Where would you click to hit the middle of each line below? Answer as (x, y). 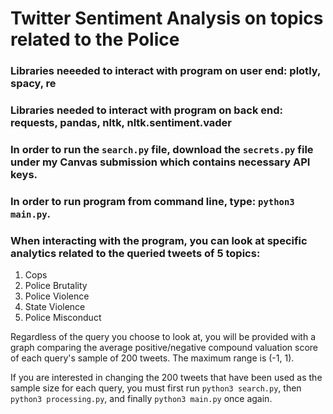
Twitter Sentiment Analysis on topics (167, 18)
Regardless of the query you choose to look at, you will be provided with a (163, 337)
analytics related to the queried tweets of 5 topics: (135, 253)
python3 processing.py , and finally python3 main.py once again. (141, 399)
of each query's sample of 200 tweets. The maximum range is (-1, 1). (152, 358)
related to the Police (95, 39)
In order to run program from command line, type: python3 (152, 201)
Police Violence (57, 296)
